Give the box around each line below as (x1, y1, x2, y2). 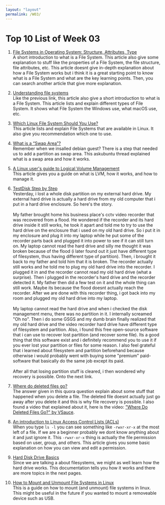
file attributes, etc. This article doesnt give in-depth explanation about (12, 65, 154, 71)
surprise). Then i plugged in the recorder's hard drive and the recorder (12, 274, 156, 280)
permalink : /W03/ (5, 12, 41, 17)
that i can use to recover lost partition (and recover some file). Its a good (12, 332, 160, 338)
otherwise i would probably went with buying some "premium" (12, 353, 139, 359)
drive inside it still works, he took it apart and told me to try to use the (12, 222, 153, 228)
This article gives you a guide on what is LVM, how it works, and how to (12, 171, 158, 177)
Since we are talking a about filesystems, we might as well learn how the (12, 460, 160, 466)
